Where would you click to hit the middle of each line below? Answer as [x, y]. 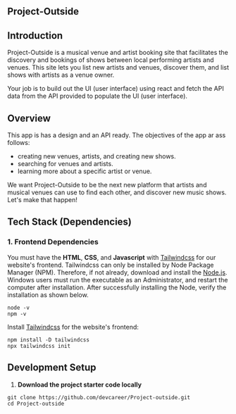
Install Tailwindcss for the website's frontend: [73, 327]
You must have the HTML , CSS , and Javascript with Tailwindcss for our [112, 257]
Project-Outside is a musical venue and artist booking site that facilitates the [118, 53]
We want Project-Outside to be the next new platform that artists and [107, 185]
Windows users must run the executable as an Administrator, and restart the [118, 280]
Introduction [35, 36]
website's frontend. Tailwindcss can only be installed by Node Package [111, 265]
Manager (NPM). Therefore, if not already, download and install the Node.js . [117, 272]
